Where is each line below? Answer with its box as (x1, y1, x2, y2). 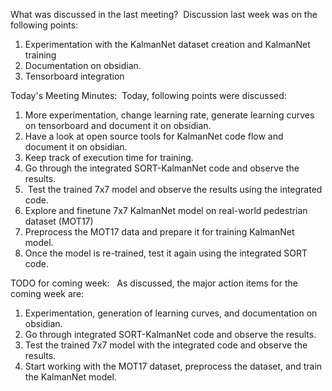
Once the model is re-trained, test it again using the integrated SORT (24, 247, 308, 259)
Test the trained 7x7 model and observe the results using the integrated (27, 184, 323, 195)
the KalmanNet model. (24, 371, 117, 383)
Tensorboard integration (24, 70, 125, 82)
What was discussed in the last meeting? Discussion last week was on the (10, 9, 318, 20)
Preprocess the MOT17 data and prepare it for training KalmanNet (24, 226, 295, 238)
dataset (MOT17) (24, 215, 94, 227)
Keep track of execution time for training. (24, 152, 194, 163)
